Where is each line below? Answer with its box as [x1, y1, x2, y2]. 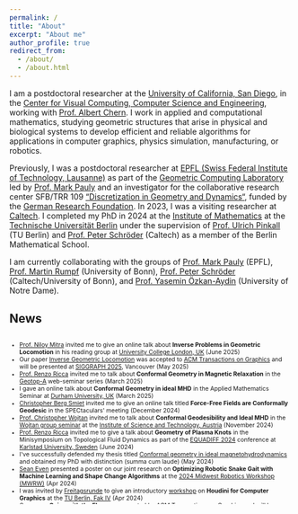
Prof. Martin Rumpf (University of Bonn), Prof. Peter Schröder [9, 266, 236, 277]
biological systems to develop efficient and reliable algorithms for [9, 126, 251, 137]
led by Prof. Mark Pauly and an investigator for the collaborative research [9, 182, 280, 192]
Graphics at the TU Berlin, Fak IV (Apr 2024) [19, 494, 144, 503]
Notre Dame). [9, 285, 60, 296]
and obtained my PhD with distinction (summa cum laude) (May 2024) [19, 457, 214, 466]
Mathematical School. [9, 239, 90, 250]
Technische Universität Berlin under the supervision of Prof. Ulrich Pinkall [9, 219, 281, 230]
